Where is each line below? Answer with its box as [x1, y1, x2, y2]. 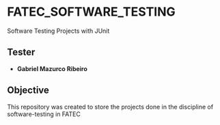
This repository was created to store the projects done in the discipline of [7, 102, 214, 111]
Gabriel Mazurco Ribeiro [16, 64, 87, 72]
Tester [7, 46, 36, 58]
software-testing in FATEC [7, 110, 81, 118]
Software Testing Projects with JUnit [7, 27, 110, 35]
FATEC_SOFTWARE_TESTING [7, 4, 176, 20]
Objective [7, 85, 50, 96]
